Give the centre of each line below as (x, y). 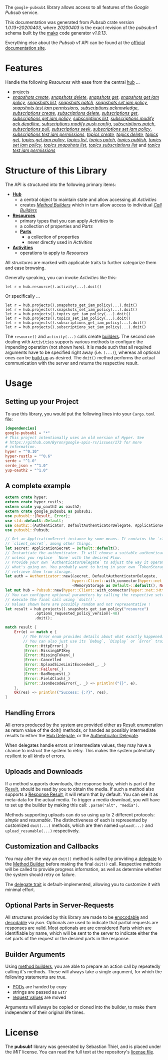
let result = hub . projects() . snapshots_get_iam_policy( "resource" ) (77, 609)
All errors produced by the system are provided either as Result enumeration (84, 725)
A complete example (38, 486)
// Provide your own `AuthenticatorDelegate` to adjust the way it (77, 562)
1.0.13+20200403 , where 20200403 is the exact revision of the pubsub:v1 (81, 28)
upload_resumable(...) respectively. (42, 830)
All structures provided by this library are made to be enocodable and (77, 917)
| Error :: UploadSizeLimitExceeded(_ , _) (65, 665)
